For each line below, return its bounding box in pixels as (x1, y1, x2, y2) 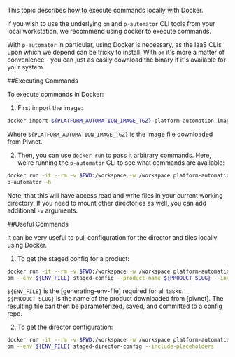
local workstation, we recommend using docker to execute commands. (7, 27, 212, 35)
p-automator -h (7, 178, 52, 185)
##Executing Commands (7, 76, 78, 85)
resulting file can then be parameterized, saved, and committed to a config (7, 302, 222, 311)
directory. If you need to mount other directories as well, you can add (7, 198, 207, 207)
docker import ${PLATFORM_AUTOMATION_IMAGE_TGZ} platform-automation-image (7, 117, 233, 124)
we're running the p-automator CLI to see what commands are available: (17, 158, 225, 167)
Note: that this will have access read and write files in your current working (7, 191, 223, 199)
